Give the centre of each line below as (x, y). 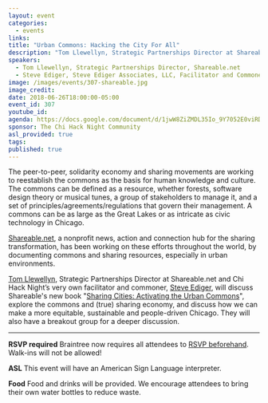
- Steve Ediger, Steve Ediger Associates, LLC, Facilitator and (124, 75)
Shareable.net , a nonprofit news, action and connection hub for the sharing (132, 238)
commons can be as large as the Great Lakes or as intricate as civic (120, 214)
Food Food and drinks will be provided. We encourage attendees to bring (128, 384)
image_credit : (32, 90)
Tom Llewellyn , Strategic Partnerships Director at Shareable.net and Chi (126, 279)
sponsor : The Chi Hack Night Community (75, 127)
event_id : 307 (32, 105)
